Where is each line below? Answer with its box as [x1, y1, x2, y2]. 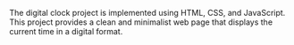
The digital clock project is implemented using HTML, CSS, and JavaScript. [9, 8, 286, 18]
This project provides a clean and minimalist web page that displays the [9, 17, 273, 27]
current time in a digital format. [9, 26, 123, 36]
